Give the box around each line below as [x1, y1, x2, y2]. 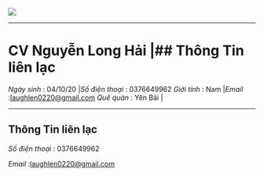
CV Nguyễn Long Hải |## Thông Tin [8, 42, 245, 60]
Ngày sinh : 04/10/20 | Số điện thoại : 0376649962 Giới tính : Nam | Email [8, 84, 244, 93]
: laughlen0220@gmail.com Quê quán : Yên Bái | [8, 93, 163, 102]
